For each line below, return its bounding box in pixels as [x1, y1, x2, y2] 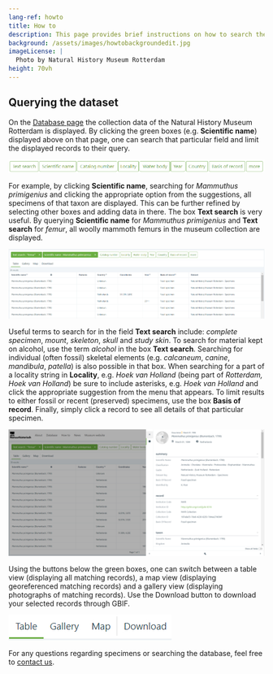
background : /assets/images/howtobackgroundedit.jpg [8, 39, 191, 47]
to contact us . [8, 657, 55, 667]
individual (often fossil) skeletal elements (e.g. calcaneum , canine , [8, 353, 230, 363]
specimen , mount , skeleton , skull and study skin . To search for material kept [8, 336, 263, 346]
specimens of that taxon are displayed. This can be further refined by [8, 198, 240, 208]
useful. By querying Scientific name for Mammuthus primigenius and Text [8, 215, 258, 225]
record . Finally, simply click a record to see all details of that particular [8, 405, 244, 415]
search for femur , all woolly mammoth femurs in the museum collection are [8, 224, 260, 234]
